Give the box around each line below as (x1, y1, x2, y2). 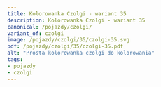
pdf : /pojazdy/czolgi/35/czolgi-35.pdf (7, 43, 124, 50)
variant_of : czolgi (7, 29, 64, 37)
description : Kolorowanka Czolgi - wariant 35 (7, 17, 146, 24)
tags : (7, 56, 23, 63)
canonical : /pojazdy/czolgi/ (7, 23, 92, 30)
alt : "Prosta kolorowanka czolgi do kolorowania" (7, 50, 155, 57)
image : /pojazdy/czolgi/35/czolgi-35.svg (7, 36, 130, 43)
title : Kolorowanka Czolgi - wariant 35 (7, 10, 127, 18)
